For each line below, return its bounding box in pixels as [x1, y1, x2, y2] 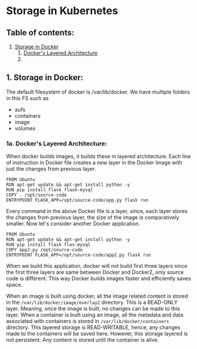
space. [6, 281, 23, 288]
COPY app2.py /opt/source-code [6, 247, 83, 253]
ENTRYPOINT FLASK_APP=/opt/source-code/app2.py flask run [6, 252, 151, 258]
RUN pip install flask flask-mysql [6, 187, 94, 193]
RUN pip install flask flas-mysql [6, 242, 91, 248]
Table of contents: [6, 28, 75, 38]
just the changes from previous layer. [6, 165, 96, 172]
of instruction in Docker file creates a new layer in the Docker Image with [6, 159, 182, 166]
